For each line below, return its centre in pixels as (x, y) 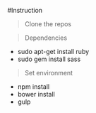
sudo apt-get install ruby (53, 52)
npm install (34, 87)
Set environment (48, 73)
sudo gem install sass (49, 59)
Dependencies (46, 38)
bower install (36, 94)
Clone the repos (48, 24)
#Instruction (25, 10)
